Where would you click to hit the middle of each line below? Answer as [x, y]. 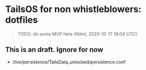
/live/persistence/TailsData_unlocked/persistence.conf [69, 62]
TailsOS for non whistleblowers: [74, 9]
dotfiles [22, 20]
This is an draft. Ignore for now [54, 50]
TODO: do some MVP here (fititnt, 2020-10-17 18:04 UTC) [77, 34]
